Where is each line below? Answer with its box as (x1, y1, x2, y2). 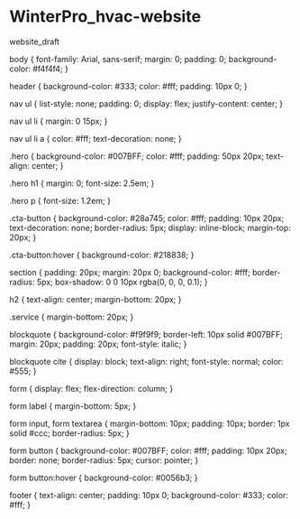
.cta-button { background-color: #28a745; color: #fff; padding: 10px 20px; (9, 212, 285, 223)
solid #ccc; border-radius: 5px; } (9, 427, 131, 439)
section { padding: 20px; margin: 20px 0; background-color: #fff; (9, 266, 250, 277)
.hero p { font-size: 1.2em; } (9, 195, 111, 206)
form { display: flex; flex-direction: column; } (9, 383, 174, 394)
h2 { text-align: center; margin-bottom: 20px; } (9, 293, 182, 304)
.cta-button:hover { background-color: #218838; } (9, 249, 195, 260)
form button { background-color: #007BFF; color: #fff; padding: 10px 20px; (9, 445, 287, 456)
